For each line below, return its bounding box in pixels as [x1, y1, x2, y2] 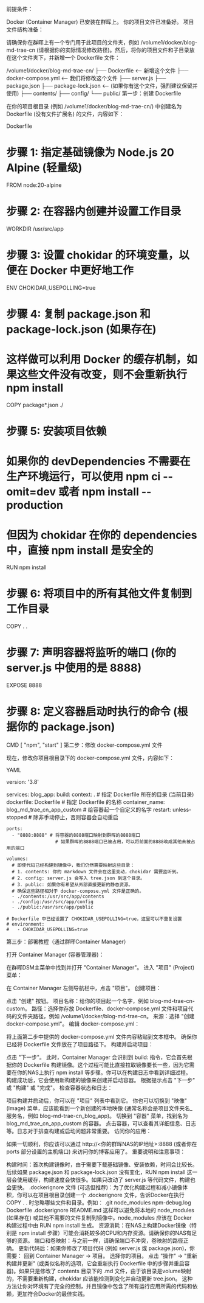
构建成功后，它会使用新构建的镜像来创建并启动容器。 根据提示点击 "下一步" [6, 1077, 195, 1084]
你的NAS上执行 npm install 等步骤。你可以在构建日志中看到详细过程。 [16, 1069, 191, 1076]
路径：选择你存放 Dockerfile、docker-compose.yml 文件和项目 [31, 1005, 188, 1012]
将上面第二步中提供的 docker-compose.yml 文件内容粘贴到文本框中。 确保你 [6, 1033, 197, 1041]
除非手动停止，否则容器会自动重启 [33, 814, 118, 821]
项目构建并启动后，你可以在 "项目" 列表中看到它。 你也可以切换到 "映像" [6, 1097, 187, 1105]
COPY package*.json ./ [6, 401, 64, 408]
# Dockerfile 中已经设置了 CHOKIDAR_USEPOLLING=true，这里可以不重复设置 [6, 916, 182, 922]
